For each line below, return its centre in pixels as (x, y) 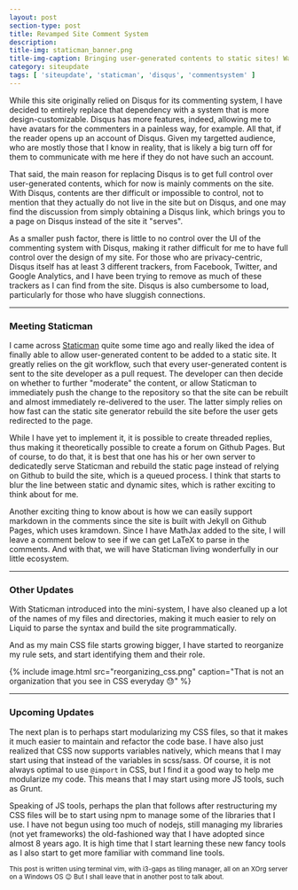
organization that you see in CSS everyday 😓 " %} (101, 681)
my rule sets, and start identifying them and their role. (107, 655)
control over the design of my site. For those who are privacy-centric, (136, 257)
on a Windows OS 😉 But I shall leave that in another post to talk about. (117, 877)
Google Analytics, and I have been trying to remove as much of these (136, 276)
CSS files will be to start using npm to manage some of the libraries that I (142, 815)
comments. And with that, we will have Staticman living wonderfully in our (144, 550)
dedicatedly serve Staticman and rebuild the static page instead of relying (144, 466)
